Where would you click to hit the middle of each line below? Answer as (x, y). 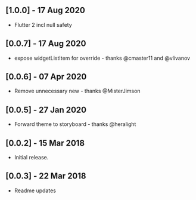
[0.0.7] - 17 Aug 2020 (46, 44)
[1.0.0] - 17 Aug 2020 (46, 10)
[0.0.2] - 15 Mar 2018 (45, 143)
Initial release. (31, 158)
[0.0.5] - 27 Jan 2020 (46, 110)
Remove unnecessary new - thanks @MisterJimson (77, 91)
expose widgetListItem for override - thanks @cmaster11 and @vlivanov (102, 58)
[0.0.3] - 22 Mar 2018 (46, 176)
